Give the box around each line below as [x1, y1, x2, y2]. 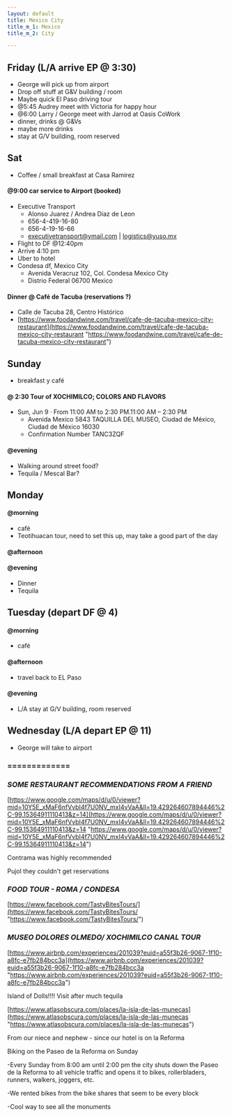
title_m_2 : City [7, 29, 54, 37]
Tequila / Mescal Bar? [17, 469, 80, 477]
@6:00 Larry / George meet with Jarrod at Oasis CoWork [17, 110, 181, 119]
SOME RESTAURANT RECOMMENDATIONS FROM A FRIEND [7, 780, 212, 789]
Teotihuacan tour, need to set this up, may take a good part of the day [17, 532, 218, 540]
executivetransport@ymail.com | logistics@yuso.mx [27, 232, 177, 241]
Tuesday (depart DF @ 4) [7, 606, 118, 618]
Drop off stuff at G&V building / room [17, 88, 123, 96]
